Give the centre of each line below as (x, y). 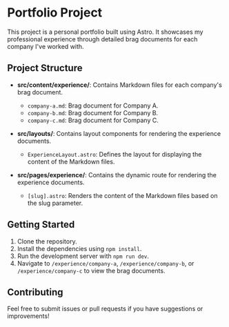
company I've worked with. (46, 46)
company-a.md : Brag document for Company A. (93, 106)
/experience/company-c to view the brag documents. (91, 270)
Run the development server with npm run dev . (83, 256)
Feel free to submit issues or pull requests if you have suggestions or (105, 309)
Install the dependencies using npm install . (79, 248)
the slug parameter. (55, 203)
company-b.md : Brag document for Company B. (93, 112)
